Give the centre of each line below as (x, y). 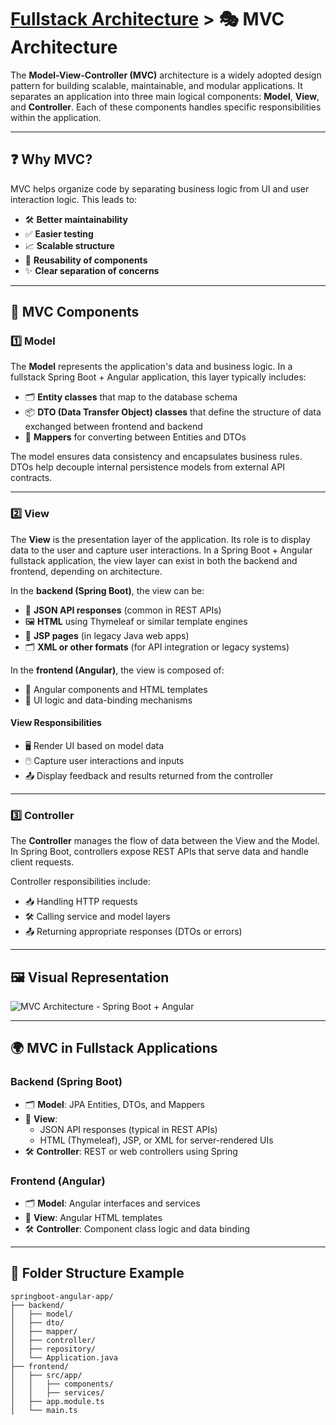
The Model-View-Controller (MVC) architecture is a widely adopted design (166, 75)
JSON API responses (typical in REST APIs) (128, 1129)
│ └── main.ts (44, 1410)
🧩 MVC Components (75, 312)
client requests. (42, 862)
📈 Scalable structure (69, 245)
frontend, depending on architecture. (86, 571)
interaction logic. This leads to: (74, 199)
